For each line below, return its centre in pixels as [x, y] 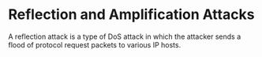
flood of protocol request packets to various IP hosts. [95, 44]
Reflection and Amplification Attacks [131, 15]
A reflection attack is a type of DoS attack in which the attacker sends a [125, 36]
